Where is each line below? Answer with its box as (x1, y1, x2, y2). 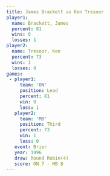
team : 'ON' (19, 82, 47, 88)
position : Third (19, 122, 61, 128)
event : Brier (14, 143, 47, 150)
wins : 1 (11, 59, 31, 65)
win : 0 (19, 99, 36, 105)
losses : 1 (11, 37, 36, 43)
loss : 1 (19, 104, 39, 111)
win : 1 (19, 132, 36, 139)
